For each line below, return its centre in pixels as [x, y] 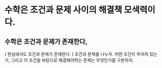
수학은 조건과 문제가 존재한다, [46, 42]
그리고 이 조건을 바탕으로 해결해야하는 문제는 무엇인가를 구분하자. [72, 60]
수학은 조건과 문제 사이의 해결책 [63, 10]
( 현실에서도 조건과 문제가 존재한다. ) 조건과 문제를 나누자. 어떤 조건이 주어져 [76, 54]
